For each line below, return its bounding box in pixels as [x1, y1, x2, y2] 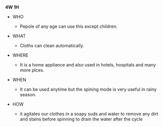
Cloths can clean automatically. [19, 43, 84, 49]
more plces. [19, 67, 44, 73]
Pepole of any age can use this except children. [19, 23, 118, 29]
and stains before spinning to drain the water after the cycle [19, 116, 143, 122]
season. [19, 92, 36, 97]
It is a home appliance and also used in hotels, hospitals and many [19, 62, 156, 67]
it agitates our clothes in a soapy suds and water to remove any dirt [19, 111, 159, 117]
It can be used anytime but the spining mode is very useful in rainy [19, 86, 157, 92]
